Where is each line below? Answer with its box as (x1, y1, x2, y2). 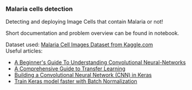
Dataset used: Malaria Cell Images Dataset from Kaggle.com (5, 41, 153, 49)
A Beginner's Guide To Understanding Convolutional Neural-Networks (14, 59, 186, 66)
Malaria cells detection (5, 5, 73, 13)
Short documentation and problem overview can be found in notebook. (5, 30, 180, 37)
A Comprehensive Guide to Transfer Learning (14, 65, 126, 72)
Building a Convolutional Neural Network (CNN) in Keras (14, 72, 152, 79)
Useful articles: (5, 47, 43, 54)
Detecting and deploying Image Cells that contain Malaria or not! (5, 18, 163, 25)
